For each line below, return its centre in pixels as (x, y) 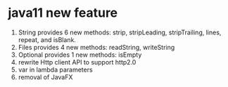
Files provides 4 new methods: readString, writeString (96, 47)
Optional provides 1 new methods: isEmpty (80, 55)
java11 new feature (63, 13)
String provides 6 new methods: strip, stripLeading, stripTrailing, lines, (120, 32)
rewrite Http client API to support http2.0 (77, 62)
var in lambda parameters (56, 69)
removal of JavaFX (45, 77)
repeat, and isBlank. (47, 39)
